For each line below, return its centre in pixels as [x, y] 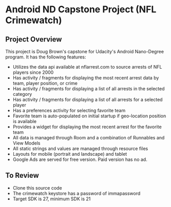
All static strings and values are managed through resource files [80, 149]
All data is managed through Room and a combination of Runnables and [89, 138]
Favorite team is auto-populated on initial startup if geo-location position [89, 116]
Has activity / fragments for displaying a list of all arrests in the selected [89, 89]
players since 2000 [33, 72]
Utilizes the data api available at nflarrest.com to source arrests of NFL [87, 67]
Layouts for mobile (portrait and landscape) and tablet [70, 154]
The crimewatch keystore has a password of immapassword [77, 193]
